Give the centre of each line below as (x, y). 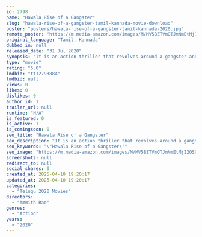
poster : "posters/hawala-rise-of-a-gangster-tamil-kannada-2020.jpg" (95, 29)
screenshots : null (29, 157)
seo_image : (20, 152)
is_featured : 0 (25, 118)
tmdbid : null (23, 79)
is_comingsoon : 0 (28, 130)
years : (14, 220)
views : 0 (17, 85)
